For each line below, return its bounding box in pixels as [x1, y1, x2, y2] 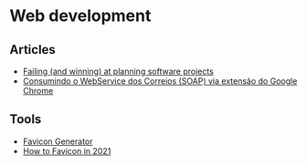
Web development [9, 5, 152, 26]
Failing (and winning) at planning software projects [22, 66, 215, 77]
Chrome [22, 86, 54, 96]
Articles [9, 42, 57, 57]
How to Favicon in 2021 [22, 145, 111, 156]
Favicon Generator [22, 136, 93, 147]
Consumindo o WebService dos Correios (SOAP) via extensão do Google [22, 76, 298, 87]
